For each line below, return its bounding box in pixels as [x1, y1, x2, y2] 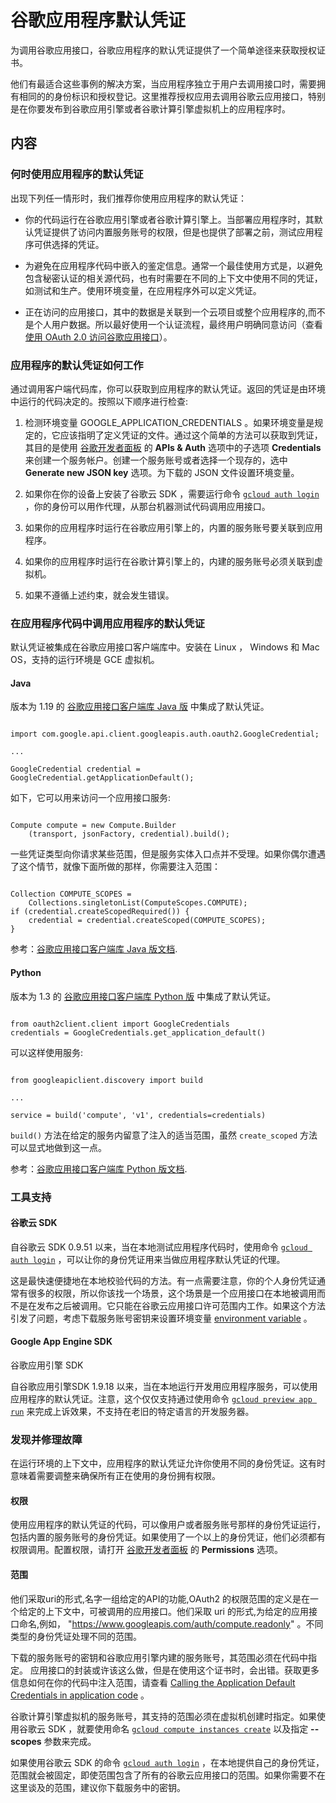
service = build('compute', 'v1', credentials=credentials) [10, 1110, 267, 1120]
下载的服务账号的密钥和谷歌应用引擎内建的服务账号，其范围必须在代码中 [10, 1651, 308, 1663]
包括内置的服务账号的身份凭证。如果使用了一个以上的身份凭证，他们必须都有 [10, 1531, 326, 1543]
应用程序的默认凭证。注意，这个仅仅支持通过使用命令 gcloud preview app [10, 1392, 313, 1405]
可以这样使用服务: [10, 1046, 84, 1058]
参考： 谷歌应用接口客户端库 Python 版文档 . [10, 1162, 188, 1175]
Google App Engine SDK [10, 1336, 113, 1348]
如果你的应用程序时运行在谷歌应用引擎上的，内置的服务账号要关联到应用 [24, 521, 323, 533]
